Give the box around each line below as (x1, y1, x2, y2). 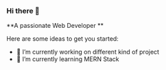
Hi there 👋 (6, 6, 40, 16)
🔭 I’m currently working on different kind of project (16, 48, 159, 56)
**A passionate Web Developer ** (6, 22, 104, 30)
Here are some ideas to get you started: (6, 35, 119, 43)
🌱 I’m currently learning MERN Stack (16, 55, 119, 63)
